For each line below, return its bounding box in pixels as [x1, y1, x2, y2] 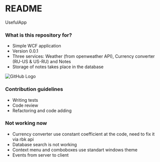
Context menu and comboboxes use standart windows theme [12, 147, 138, 153]
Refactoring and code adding [12, 107, 72, 114]
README [5, 3, 42, 14]
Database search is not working [12, 141, 78, 147]
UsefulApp [5, 19, 27, 25]
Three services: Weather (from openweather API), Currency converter [12, 53, 155, 59]
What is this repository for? [5, 32, 73, 39]
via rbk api [12, 136, 34, 142]
